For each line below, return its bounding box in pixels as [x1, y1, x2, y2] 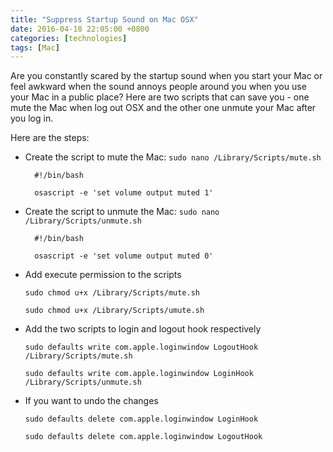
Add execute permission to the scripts [24, 269, 182, 281]
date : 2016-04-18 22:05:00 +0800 [10, 24, 150, 34]
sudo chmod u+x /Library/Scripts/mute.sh [24, 288, 200, 298]
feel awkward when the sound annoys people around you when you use [10, 81, 307, 93]
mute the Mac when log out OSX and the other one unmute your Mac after [10, 102, 317, 114]
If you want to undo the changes [24, 395, 159, 407]
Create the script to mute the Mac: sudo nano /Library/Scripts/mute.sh [24, 151, 322, 163]
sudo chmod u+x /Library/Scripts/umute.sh [24, 306, 205, 316]
